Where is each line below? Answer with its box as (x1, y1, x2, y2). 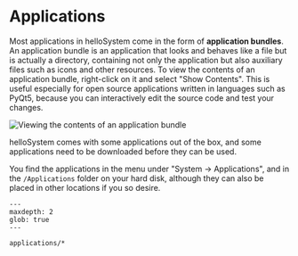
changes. (9, 102, 44, 112)
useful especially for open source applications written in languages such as (9, 83, 286, 94)
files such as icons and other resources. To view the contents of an (9, 64, 255, 75)
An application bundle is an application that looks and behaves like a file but (9, 45, 287, 55)
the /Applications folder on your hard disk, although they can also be (9, 172, 264, 184)
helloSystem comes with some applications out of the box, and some (9, 136, 262, 147)
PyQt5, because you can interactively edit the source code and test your (9, 92, 274, 103)
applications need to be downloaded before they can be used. (9, 145, 238, 157)
